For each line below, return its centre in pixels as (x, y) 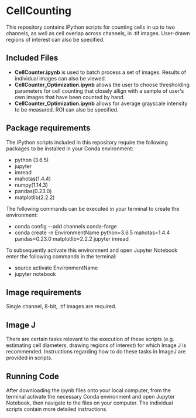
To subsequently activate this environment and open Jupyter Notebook (92, 250)
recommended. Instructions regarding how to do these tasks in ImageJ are (96, 352)
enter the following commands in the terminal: (61, 256)
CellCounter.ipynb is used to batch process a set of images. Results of (100, 72)
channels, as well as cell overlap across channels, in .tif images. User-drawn (98, 33)
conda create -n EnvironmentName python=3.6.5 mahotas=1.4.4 (92, 232)
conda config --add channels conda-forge (66, 226)
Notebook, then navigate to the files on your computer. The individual (90, 403)
